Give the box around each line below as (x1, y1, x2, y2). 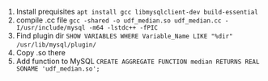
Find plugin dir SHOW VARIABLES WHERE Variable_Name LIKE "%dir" (15, 31, 233, 40)
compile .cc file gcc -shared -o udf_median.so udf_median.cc (15, 15, 222, 25)
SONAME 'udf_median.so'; (15, 65, 100, 73)
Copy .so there (15, 48, 66, 57)
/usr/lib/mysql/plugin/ (15, 41, 97, 49)
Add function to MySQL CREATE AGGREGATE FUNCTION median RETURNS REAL (15, 56, 260, 66)
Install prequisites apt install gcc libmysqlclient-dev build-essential (15, 7, 259, 16)
